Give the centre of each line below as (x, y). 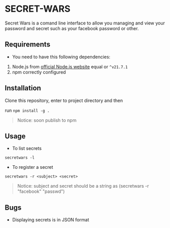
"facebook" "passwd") (41, 191)
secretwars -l (20, 158)
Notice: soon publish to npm (47, 120)
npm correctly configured (39, 72)
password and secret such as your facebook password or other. (72, 28)
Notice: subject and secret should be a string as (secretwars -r (83, 186)
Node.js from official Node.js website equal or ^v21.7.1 (70, 66)
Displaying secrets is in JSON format (51, 220)
